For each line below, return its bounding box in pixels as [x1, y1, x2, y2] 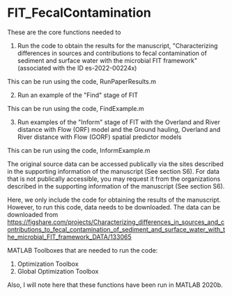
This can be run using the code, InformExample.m [7, 146, 151, 154]
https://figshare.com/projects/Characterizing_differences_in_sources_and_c [7, 218, 225, 226]
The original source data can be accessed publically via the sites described [7, 159, 224, 168]
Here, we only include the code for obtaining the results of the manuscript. [7, 195, 222, 204]
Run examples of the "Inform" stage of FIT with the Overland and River [17, 117, 221, 126]
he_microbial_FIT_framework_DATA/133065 [7, 232, 132, 241]
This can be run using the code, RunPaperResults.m [7, 77, 157, 85]
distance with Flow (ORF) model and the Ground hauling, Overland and [17, 125, 221, 133]
